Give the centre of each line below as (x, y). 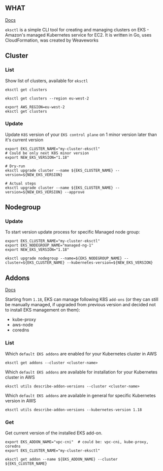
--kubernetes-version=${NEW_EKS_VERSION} (110, 263)
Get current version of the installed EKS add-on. (54, 433)
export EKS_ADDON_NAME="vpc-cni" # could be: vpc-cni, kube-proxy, (77, 442)
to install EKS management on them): (43, 310)
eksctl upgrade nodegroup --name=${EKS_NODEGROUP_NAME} (64, 259)
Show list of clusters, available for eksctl (47, 81)
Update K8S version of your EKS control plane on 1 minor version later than (81, 134)
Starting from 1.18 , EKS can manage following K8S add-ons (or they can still (82, 299)
